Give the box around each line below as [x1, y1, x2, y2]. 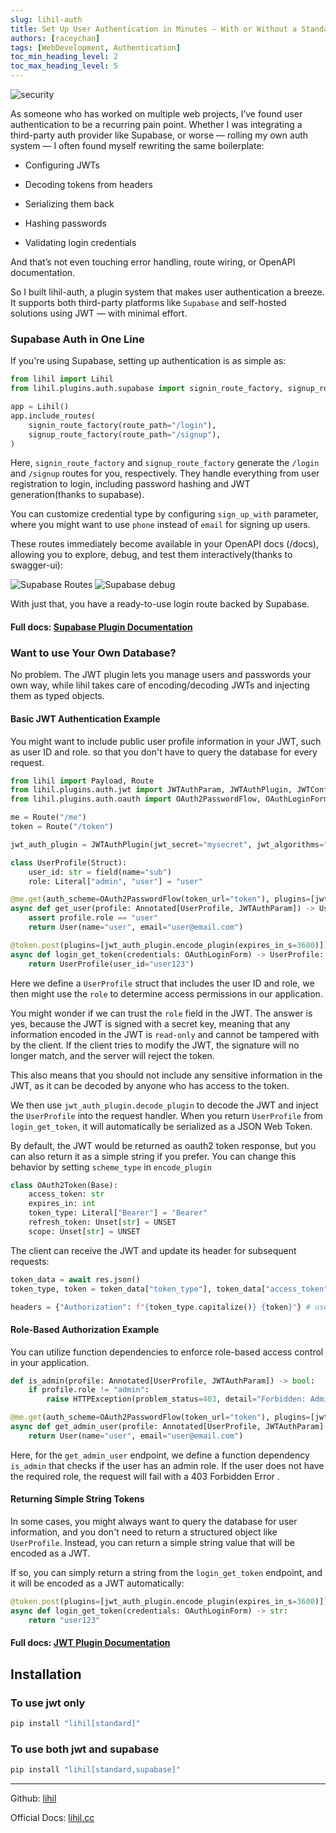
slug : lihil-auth [10, 14, 83, 25]
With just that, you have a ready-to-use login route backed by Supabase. [10, 598, 310, 610]
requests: [10, 1255, 50, 1267]
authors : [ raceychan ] [10, 33, 101, 43]
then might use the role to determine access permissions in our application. [10, 987, 323, 1000]
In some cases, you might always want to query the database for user [10, 1516, 298, 1528]
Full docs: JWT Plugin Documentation [10, 1637, 171, 1649]
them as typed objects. [10, 690, 105, 702]
